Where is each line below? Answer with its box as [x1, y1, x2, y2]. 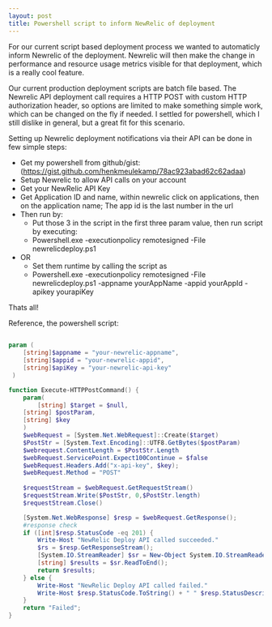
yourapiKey [56, 287, 95, 296]
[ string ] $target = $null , [37, 401, 129, 409]
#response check [23, 521, 79, 529]
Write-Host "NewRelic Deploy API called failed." [37, 581, 208, 590]
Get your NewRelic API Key [19, 183, 111, 193]
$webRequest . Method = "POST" [23, 469, 121, 477]
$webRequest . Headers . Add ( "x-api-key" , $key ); [23, 461, 180, 470]
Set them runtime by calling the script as [32, 261, 168, 271]
